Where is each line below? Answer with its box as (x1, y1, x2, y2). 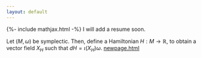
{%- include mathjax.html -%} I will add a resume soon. (6, 25, 146, 33)
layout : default (6, 8, 48, 15)
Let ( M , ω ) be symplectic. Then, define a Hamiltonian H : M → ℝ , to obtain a (6, 37, 197, 45)
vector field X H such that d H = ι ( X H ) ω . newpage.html (6, 44, 140, 53)
